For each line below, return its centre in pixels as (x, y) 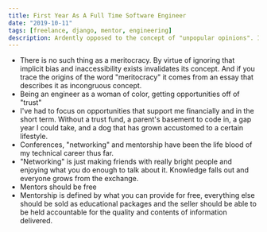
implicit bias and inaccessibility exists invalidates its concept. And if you (137, 69)
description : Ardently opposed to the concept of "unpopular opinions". (131, 38)
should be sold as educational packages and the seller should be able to (138, 204)
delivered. (36, 221)
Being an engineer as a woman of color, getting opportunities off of (130, 94)
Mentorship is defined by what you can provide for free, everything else (137, 195)
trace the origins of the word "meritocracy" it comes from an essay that (137, 77)
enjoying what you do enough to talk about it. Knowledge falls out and (134, 170)
